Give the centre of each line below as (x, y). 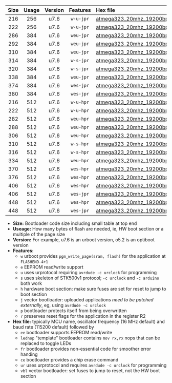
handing (29, 354)
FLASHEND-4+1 (34, 262)
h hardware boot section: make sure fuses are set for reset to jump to (93, 289)
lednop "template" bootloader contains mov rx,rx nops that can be (90, 338)
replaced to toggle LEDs (46, 343)
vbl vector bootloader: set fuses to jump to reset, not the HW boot (90, 371)
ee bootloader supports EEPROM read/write (66, 332)
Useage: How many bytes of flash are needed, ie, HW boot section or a (88, 229)
